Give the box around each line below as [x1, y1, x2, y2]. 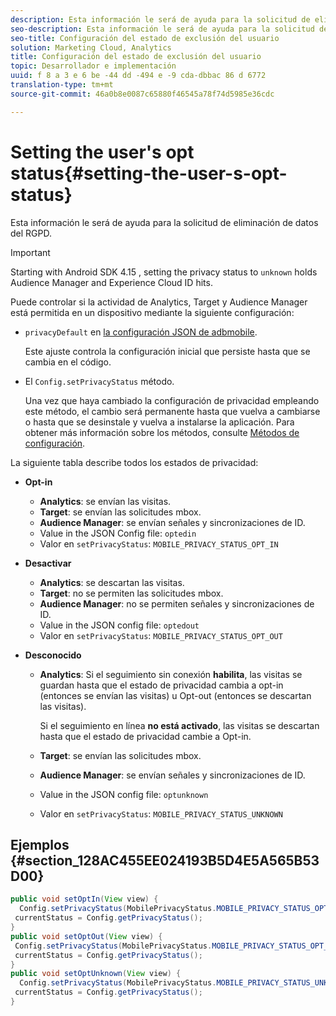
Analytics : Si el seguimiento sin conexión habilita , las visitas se [39, 668, 303, 680]
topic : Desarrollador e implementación [10, 61, 177, 71]
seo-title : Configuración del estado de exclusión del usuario [10, 33, 280, 43]
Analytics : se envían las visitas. [39, 495, 172, 507]
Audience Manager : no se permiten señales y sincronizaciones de [39, 597, 315, 610]
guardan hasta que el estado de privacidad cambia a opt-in [39, 679, 284, 691]
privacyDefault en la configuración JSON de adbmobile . [24, 326, 258, 338]
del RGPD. [10, 227, 52, 239]
